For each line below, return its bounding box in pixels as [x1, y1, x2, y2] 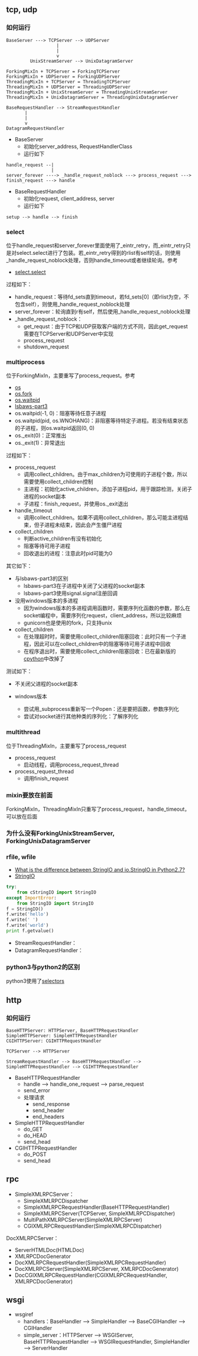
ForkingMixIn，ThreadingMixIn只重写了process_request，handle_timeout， [6, 805, 190, 813]
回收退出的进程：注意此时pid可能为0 [23, 550, 112, 557]
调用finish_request [23, 775, 69, 782]
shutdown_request [23, 343, 69, 350]
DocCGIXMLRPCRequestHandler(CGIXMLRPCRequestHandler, [14, 1271, 167, 1279]
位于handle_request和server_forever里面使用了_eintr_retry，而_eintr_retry [6, 242, 186, 249]
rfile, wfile [6, 853, 37, 861]
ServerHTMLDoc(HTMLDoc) [14, 1246, 85, 1253]
